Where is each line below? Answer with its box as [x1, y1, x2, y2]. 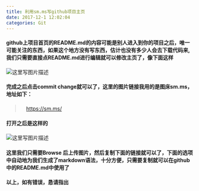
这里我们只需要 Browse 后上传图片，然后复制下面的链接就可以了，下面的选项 [6, 149, 193, 156]
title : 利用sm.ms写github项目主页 [6, 8, 86, 15]
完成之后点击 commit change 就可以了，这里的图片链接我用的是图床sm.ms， [6, 83, 193, 90]
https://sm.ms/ [26, 105, 62, 112]
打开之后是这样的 [6, 120, 48, 127]
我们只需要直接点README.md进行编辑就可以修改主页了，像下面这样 [6, 54, 174, 61]
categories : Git [6, 20, 46, 26]
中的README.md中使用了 [6, 164, 70, 171]
